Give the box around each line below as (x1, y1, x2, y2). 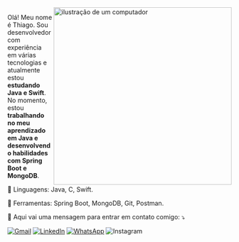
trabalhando (7, 111, 45, 119)
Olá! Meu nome (7, 13, 53, 21)
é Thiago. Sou (7, 21, 48, 29)
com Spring (7, 156, 43, 165)
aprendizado (7, 126, 46, 134)
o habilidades (7, 149, 48, 157)
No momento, (7, 96, 48, 104)
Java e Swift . (7, 89, 46, 97)
